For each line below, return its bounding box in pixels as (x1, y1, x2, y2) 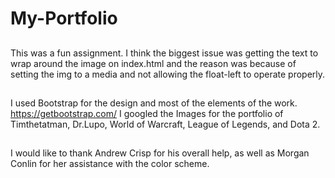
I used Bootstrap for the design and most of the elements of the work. (10, 97, 298, 109)
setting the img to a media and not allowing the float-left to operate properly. (10, 68, 326, 80)
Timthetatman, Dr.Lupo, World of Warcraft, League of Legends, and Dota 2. (10, 118, 321, 130)
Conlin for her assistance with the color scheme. (10, 158, 210, 170)
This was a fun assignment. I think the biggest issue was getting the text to (10, 47, 319, 59)
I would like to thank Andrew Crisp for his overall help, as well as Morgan (10, 147, 310, 159)
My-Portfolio (10, 7, 118, 30)
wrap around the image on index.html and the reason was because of (10, 57, 297, 69)
